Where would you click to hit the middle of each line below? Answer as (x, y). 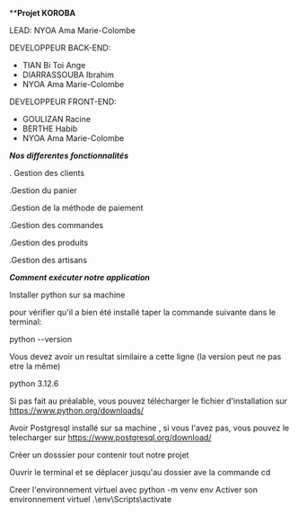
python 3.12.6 (34, 384)
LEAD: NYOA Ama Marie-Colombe (73, 30)
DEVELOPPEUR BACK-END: (60, 48)
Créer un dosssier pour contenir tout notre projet (99, 455)
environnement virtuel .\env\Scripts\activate (91, 499)
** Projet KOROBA (43, 13)
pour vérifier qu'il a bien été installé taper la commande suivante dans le (143, 312)
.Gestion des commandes (57, 225)
